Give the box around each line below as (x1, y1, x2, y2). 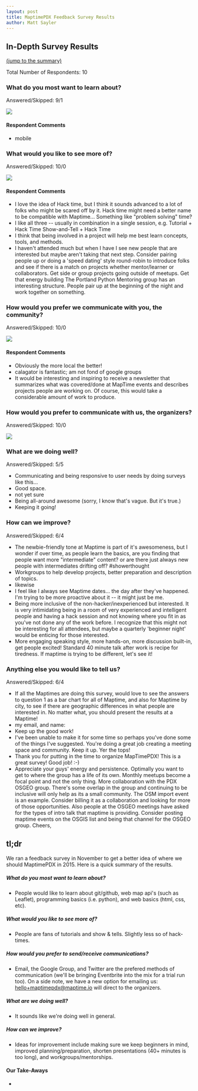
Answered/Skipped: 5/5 (6, 461, 64, 468)
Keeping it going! (14, 504, 56, 511)
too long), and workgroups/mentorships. (14, 1053, 113, 1060)
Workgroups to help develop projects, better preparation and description (14, 568, 192, 575)
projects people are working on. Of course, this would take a (14, 387, 163, 394)
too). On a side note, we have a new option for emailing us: (14, 977, 158, 985)
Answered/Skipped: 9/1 (6, 97, 63, 104)
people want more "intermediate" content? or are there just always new (14, 556, 189, 563)
